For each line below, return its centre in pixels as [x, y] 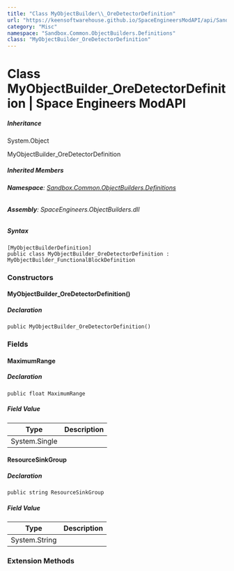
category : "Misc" [32, 26]
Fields [18, 344]
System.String [34, 540]
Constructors [30, 277]
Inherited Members [36, 170]
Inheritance [24, 123]
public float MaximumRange [46, 393]
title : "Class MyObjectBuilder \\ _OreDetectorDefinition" [92, 14]
